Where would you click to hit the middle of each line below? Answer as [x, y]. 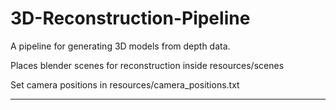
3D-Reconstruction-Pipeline [130, 18]
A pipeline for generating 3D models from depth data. [120, 46]
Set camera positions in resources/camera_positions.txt [125, 84]
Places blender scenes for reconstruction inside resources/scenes [147, 65]
